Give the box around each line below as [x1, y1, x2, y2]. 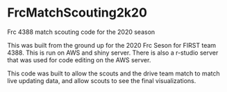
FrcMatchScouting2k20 [7, 5, 148, 21]
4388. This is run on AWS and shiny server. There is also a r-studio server [7, 48, 219, 57]
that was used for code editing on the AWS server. [7, 55, 151, 64]
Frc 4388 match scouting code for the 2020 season [7, 28, 155, 36]
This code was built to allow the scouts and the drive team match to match [7, 69, 220, 77]
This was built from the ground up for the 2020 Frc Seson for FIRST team [7, 41, 217, 49]
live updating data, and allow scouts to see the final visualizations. [7, 76, 196, 84]
